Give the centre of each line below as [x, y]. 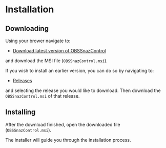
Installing [20, 112]
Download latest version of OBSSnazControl [59, 51]
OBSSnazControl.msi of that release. [43, 96]
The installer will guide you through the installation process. [68, 140]
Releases [22, 80]
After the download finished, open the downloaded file [63, 124]
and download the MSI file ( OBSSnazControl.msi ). [56, 61]
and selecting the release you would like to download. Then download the [83, 90]
